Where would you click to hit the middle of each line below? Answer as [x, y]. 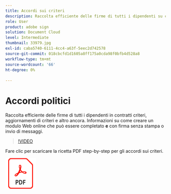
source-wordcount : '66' [31, 64]
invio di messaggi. [24, 131]
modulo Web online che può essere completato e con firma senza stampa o [85, 126]
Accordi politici [38, 101]
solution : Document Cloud [33, 32]
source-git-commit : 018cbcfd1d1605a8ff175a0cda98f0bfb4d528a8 [73, 53]
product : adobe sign [27, 27]
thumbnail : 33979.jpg [28, 43]
